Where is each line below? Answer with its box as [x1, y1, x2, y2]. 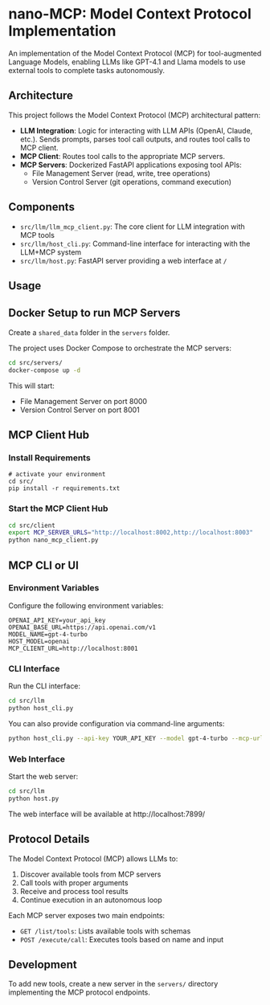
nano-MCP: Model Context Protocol [8, 5, 252, 23]
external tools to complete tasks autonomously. [8, 65, 165, 75]
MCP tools [19, 230, 55, 239]
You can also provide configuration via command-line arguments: [8, 718, 225, 728]
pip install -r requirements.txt [8, 484, 121, 492]
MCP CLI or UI [8, 558, 79, 572]
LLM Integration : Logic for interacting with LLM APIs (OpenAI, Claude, [19, 125, 253, 135]
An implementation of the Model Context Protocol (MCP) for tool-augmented [8, 48, 262, 58]
